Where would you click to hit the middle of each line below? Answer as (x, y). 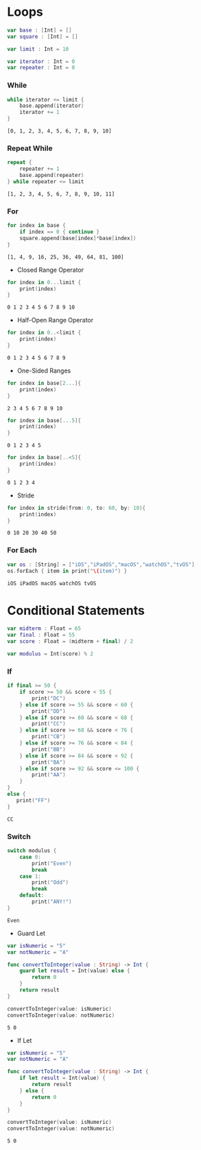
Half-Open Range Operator (55, 320)
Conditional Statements (76, 610)
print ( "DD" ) (49, 711)
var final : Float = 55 (41, 635)
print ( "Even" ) (52, 863)
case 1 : (30, 876)
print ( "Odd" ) (50, 882)
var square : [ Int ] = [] (43, 36)
